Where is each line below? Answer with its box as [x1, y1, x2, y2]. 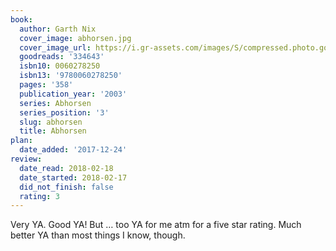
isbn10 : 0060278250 [19, 61, 101, 71]
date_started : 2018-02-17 [19, 172, 128, 183]
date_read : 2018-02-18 [19, 163, 114, 173]
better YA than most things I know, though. [10, 229, 186, 241]
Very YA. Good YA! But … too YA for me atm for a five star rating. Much [10, 219, 302, 231]
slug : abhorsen [19, 117, 83, 127]
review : [10, 154, 43, 164]
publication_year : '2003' [19, 89, 128, 99]
